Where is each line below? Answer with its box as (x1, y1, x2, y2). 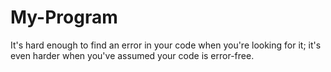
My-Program (10, 6, 118, 29)
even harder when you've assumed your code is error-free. (10, 49, 255, 61)
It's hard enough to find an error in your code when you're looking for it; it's (10, 39, 322, 51)
